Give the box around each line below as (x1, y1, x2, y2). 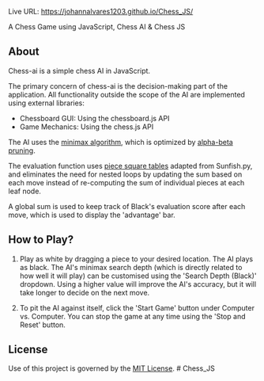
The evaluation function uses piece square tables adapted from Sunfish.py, (8, 161, 253, 170)
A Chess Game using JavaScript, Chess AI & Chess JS (8, 22, 186, 31)
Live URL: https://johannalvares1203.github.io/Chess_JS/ (8, 7, 194, 16)
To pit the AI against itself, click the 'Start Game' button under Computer (19, 303, 255, 312)
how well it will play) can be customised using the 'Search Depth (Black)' (19, 271, 257, 280)
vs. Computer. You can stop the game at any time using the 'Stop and (19, 311, 246, 321)
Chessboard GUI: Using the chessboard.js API (19, 113, 170, 123)
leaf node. (8, 186, 42, 196)
